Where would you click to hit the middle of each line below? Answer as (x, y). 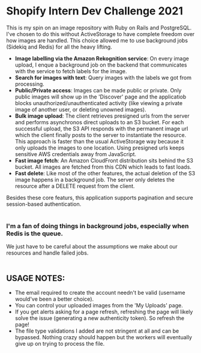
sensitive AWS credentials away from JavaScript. (76, 154)
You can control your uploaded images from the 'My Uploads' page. (99, 306)
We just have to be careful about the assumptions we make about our (92, 247)
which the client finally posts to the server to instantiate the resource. (100, 135)
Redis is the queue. (35, 234)
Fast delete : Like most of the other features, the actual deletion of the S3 (105, 173)
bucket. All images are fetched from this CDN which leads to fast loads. (103, 167)
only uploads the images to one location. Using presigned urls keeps (100, 148)
